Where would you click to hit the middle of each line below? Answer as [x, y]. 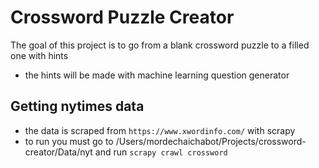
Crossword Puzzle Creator [122, 17]
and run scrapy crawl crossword [161, 152]
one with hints [39, 55]
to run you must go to [69, 141]
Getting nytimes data [77, 106]
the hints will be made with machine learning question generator [157, 75]
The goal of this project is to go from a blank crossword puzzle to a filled [160, 45]
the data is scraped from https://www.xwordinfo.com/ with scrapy [160, 130]
